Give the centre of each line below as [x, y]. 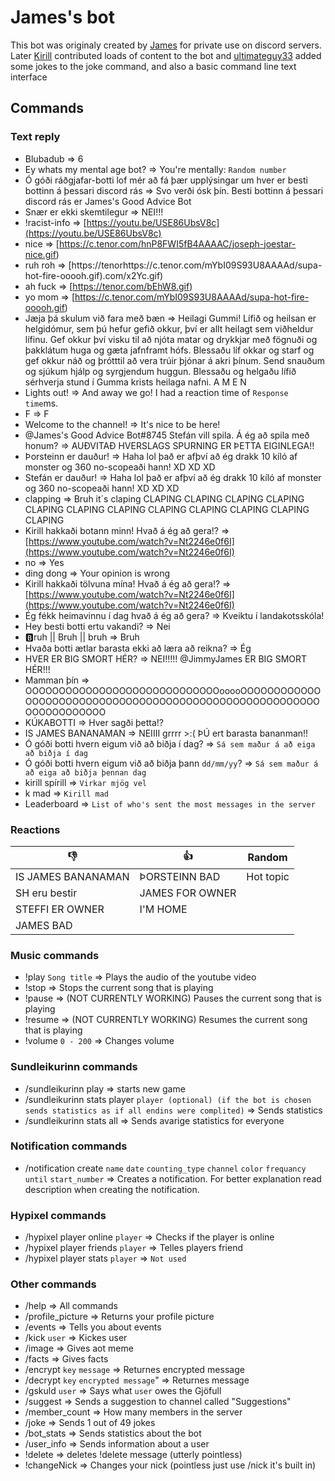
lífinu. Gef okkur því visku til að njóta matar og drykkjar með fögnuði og [171, 339]
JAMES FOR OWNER [188, 893]
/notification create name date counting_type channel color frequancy [165, 1168]
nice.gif [40, 254]
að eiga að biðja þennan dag [85, 772]
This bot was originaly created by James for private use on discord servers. [166, 45]
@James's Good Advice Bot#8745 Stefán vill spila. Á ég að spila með [167, 435]
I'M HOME [163, 909]
